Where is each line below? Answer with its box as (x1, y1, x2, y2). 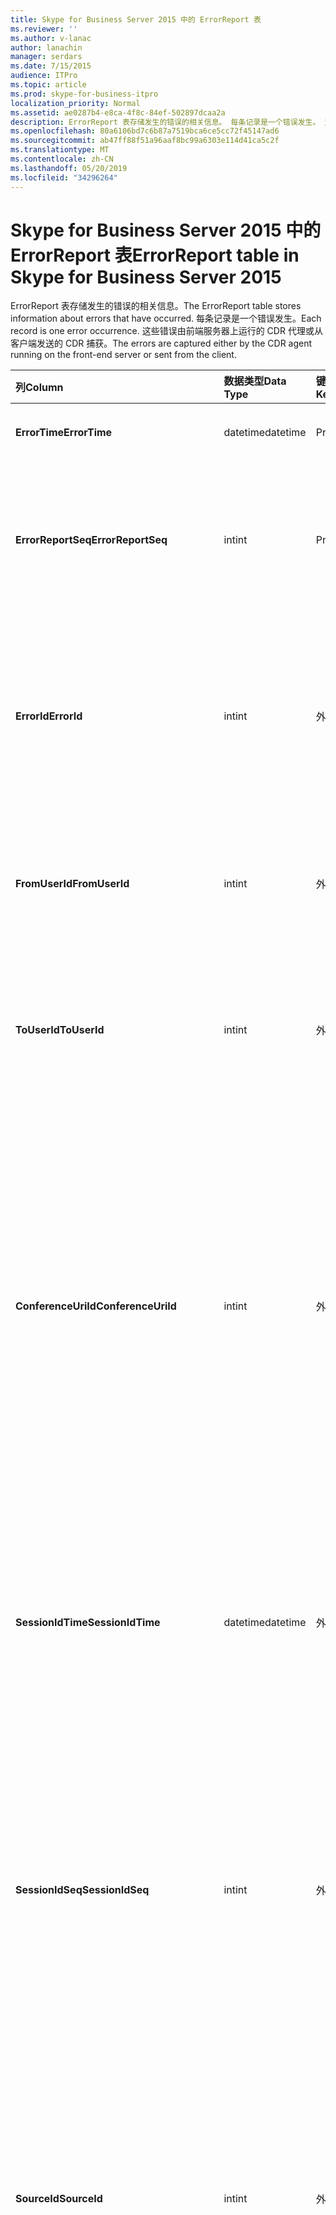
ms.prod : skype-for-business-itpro (10, 89, 159, 99)
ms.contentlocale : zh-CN (10, 154, 114, 164)
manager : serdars (10, 52, 83, 62)
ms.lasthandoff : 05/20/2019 (10, 163, 128, 173)
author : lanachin (10, 42, 83, 53)
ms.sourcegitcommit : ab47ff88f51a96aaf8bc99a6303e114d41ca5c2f (10, 136, 280, 146)
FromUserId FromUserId (15, 877, 130, 891)
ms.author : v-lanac (10, 33, 92, 43)
